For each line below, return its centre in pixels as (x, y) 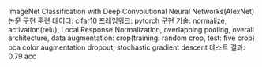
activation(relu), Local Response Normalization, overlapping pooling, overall (131, 30)
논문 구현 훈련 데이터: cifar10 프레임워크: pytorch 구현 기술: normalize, (118, 20)
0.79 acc (22, 56)
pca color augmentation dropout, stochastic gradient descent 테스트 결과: (127, 47)
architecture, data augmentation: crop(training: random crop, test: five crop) (131, 38)
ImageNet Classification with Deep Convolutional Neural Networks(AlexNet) (131, 11)
